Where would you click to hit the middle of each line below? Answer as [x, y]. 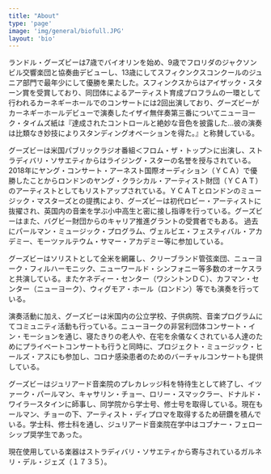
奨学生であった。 [58, 434]
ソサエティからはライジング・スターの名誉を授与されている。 [153, 161]
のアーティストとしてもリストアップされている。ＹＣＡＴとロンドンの [125, 191]
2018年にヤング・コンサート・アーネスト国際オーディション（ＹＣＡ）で [129, 171]
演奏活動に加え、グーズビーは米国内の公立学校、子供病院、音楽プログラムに [135, 316]
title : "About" [34, 16]
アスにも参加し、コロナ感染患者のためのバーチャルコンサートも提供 [150, 357]
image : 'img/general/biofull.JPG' [67, 31]
